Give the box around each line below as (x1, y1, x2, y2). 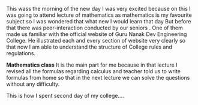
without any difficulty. (6, 80, 60, 88)
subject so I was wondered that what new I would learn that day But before (6, 18, 191, 25)
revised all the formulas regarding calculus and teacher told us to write (6, 68, 181, 74)
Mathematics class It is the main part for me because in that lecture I (6, 61, 178, 68)
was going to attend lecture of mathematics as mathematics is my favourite (6, 11, 192, 19)
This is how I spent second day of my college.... (6, 92, 124, 99)
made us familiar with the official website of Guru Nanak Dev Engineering (6, 31, 187, 38)
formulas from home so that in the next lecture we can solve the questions (6, 74, 190, 81)
